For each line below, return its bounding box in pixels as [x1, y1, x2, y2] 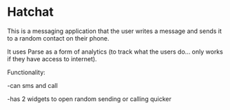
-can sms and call [7, 81, 59, 89]
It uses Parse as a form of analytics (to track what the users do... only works [7, 47, 224, 56]
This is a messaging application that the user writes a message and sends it [7, 27, 222, 35]
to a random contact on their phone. [7, 34, 109, 42]
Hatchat [7, 4, 54, 20]
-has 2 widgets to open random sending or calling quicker [7, 94, 172, 103]
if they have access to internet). [7, 54, 98, 63]
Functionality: [7, 68, 46, 76]
